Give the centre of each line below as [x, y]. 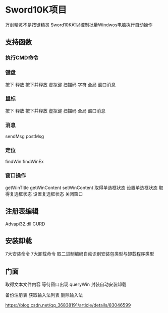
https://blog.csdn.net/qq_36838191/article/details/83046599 [68, 305]
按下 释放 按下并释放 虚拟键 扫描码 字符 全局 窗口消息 [61, 84]
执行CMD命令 [22, 58]
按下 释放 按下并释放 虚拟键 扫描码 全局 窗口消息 [55, 110]
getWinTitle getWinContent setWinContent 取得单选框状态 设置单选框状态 [81, 187]
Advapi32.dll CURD [25, 224]
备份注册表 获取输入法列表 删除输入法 [44, 295]
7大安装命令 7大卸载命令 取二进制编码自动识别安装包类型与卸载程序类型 [80, 254]
